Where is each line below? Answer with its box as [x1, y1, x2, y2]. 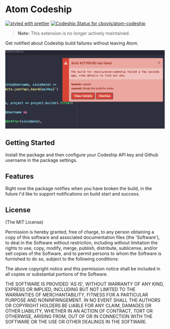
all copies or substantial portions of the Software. [5, 271, 108, 277]
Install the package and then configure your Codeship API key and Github [5, 152, 158, 158]
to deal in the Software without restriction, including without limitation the [5, 240, 158, 246]
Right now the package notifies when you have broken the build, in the [5, 185, 152, 191]
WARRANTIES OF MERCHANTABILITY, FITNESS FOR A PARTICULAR [5, 291, 148, 298]
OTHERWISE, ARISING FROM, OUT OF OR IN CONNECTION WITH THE [5, 313, 153, 319]
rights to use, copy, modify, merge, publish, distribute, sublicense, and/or [5, 245, 158, 251]
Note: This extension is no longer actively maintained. [17, 30, 130, 36]
